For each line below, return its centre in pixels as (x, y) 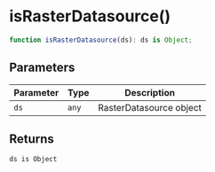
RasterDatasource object (150, 107)
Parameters (42, 68)
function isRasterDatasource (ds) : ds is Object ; (101, 40)
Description (150, 92)
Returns (32, 139)
